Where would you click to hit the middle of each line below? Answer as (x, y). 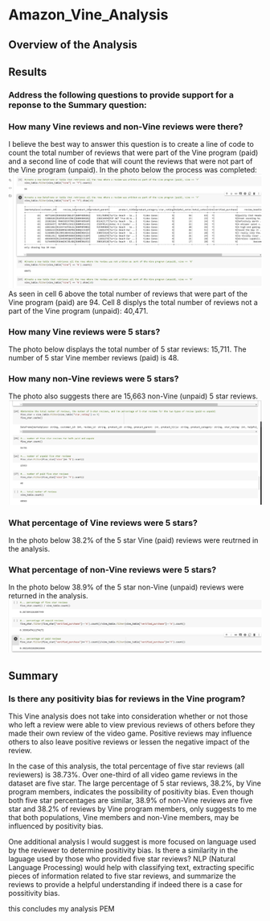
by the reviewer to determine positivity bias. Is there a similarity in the (123, 850)
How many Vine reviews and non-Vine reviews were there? (126, 127)
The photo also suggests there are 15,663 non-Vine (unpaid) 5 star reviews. (133, 396)
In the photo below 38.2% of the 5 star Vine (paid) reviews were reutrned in (133, 540)
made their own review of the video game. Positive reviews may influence (130, 733)
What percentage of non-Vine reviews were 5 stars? (112, 570)
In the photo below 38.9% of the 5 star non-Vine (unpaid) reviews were (126, 587)
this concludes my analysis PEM (61, 908)
